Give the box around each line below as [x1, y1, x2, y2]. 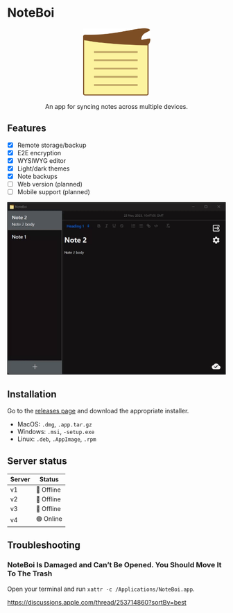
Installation [7, 388, 57, 400]
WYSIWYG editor [17, 156, 67, 164]
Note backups [17, 172, 58, 180]
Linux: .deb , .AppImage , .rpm [17, 435, 96, 443]
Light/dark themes [17, 164, 70, 173]
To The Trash [7, 569, 53, 578]
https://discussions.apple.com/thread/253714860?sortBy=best [7, 598, 187, 606]
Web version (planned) [17, 180, 83, 189]
